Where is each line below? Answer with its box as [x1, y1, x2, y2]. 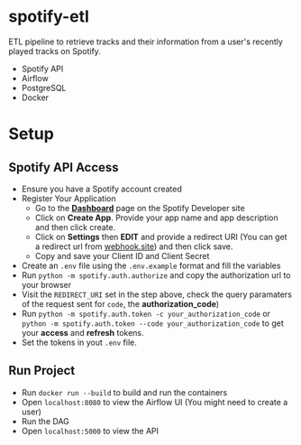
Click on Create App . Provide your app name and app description [34, 212, 278, 223]
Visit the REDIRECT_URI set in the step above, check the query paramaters [21, 289, 292, 300]
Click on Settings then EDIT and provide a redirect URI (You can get [34, 231, 287, 242]
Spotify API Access [8, 160, 119, 175]
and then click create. [34, 221, 116, 232]
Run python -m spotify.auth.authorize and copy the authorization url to [21, 269, 291, 281]
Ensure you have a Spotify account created [21, 183, 182, 194]
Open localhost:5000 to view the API [21, 425, 160, 436]
